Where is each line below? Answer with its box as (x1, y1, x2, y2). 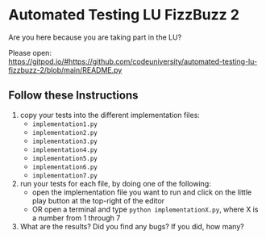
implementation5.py (31, 154, 98, 162)
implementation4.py (31, 145, 98, 154)
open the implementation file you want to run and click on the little (31, 187, 252, 197)
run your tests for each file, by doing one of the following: (19, 178, 211, 188)
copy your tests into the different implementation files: (19, 110, 200, 119)
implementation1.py (31, 119, 98, 128)
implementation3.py (31, 137, 98, 145)
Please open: (8, 48, 52, 57)
